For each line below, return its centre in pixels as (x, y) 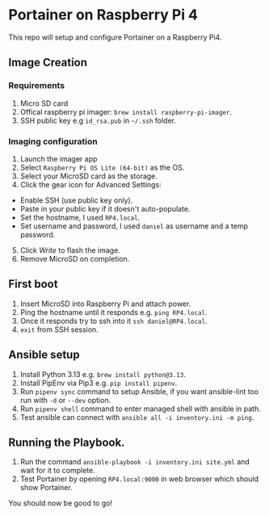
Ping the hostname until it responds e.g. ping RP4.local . (113, 312)
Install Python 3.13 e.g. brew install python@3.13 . (103, 374)
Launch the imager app (59, 158)
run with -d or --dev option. (65, 400)
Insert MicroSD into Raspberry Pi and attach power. (105, 304)
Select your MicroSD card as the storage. (88, 176)
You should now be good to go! (61, 503)
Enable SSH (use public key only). (76, 200)
